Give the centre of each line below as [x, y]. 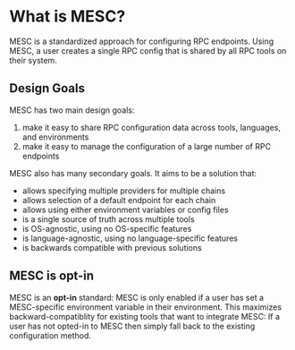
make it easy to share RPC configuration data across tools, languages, [152, 127]
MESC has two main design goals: [72, 110]
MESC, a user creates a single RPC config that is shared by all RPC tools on [148, 50]
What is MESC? [67, 17]
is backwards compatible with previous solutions [112, 247]
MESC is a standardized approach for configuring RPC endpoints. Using [142, 41]
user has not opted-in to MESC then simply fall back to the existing [132, 326]
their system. [34, 60]
